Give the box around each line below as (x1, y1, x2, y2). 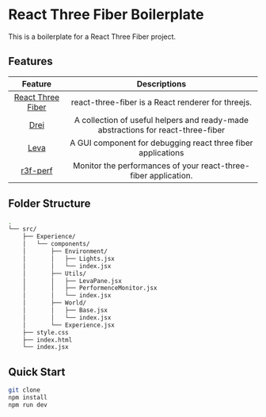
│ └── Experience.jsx (22, 321, 115, 329)
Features (8, 55, 53, 68)
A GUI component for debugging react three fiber (70, 137, 253, 148)
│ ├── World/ (22, 299, 87, 307)
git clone (8, 386, 41, 394)
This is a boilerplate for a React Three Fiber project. (8, 32, 177, 41)
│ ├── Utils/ (22, 270, 87, 277)
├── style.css (22, 328, 69, 336)
